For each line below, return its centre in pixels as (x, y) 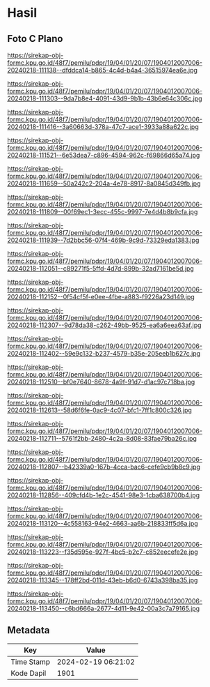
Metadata (29, 630)
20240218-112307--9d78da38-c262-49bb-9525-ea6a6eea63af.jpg (104, 325)
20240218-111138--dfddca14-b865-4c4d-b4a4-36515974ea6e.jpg (103, 70)
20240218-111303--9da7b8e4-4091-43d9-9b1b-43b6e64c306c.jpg (105, 98)
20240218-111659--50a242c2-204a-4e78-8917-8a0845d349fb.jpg (104, 183)
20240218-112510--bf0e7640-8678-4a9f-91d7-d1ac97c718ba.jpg (101, 382)
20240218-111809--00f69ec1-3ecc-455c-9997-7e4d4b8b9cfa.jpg (103, 212)
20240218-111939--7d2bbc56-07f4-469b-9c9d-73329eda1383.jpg (103, 240)
